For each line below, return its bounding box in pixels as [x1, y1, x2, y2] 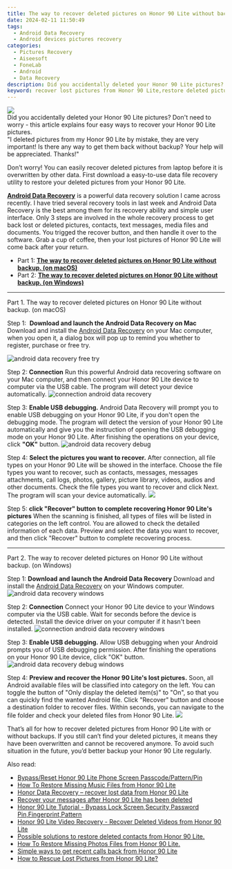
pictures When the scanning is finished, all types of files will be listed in [7, 512, 212, 520]
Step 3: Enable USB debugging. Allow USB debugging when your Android [7, 638, 218, 647]
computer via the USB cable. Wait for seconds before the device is [7, 610, 197, 619]
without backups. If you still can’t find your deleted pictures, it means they [7, 732, 218, 740]
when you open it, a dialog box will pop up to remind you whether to [7, 333, 201, 342]
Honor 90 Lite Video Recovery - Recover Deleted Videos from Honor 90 [17, 818, 222, 826]
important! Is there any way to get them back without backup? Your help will [7, 143, 224, 151]
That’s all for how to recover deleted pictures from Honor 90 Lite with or [7, 724, 212, 733]
